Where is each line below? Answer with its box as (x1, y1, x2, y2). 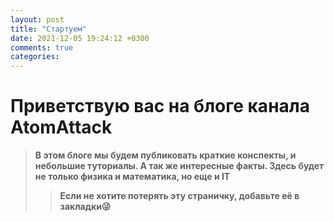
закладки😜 (59, 201, 112, 213)
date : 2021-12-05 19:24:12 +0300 (10, 33, 150, 43)
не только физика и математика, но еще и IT (34, 171, 231, 183)
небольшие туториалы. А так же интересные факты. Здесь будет (34, 160, 325, 172)
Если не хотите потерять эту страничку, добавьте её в (59, 190, 300, 202)
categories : (10, 52, 60, 62)
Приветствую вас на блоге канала (10, 95, 310, 118)
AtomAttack (10, 116, 113, 139)
